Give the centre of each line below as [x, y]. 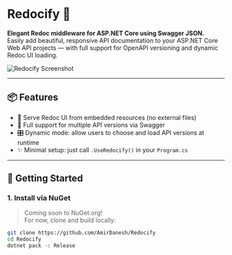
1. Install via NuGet [39, 198]
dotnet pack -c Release [41, 246]
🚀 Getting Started [45, 178]
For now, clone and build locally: [70, 221]
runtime [28, 142]
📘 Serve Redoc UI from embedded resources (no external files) [107, 117]
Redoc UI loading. [32, 55]
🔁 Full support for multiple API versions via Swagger [91, 125]
